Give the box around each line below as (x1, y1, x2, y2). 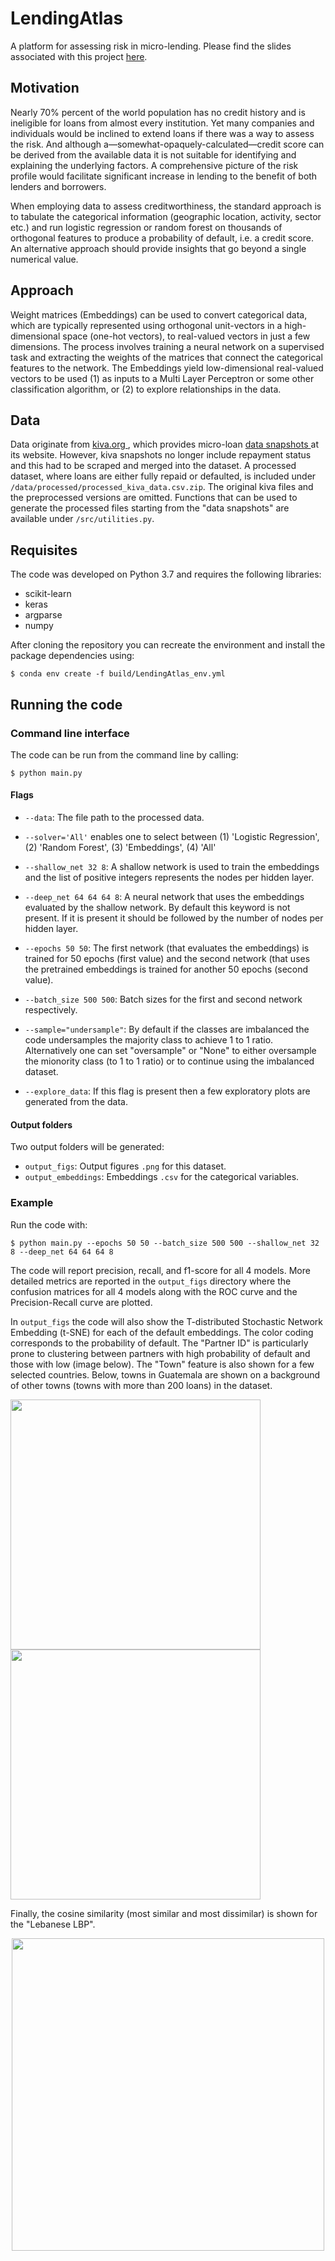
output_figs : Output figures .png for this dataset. (24, 1160, 227, 1172)
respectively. (24, 1004, 78, 1016)
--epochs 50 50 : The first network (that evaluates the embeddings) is (24, 942, 310, 954)
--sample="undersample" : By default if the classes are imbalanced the (24, 1023, 310, 1036)
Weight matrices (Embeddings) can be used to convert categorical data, (10, 308, 308, 321)
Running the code (10, 696, 123, 713)
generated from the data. (24, 1096, 128, 1108)
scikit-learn (24, 588, 72, 600)
